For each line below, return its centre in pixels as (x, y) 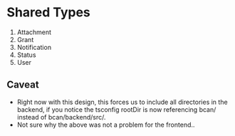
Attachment (34, 32)
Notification (34, 47)
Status (26, 55)
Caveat (23, 85)
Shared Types (48, 12)
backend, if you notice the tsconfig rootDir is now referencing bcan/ (116, 109)
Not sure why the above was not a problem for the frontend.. (106, 125)
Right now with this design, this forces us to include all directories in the (122, 102)
